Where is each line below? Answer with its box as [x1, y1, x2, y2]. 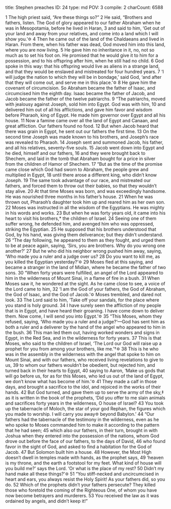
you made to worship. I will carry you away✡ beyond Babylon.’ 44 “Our [5, 411, 155, 417]
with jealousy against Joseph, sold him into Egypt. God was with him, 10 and [5, 101, 166, 107]
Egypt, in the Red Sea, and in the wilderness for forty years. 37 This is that [5, 335, 162, 341]
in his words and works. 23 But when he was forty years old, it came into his [5, 210, 166, 216]
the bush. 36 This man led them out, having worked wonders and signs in [5, 329, 160, 336]
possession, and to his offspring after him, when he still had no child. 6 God [5, 58, 164, 63]
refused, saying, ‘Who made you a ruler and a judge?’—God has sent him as [5, 319, 165, 324]
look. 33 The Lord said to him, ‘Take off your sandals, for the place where [5, 297, 159, 303]
